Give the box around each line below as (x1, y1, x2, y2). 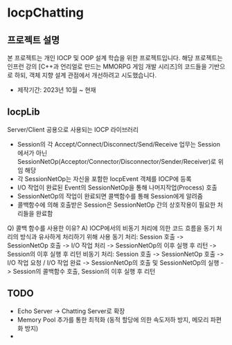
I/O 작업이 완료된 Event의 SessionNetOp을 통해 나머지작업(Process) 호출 (17, 183, 217, 192)
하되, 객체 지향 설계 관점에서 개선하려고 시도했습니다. (14, 71, 157, 79)
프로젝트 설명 (7, 34, 60, 46)
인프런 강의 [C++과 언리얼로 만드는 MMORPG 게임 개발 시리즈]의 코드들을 (7, 62, 207, 71)
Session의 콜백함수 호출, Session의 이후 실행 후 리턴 (12, 267, 156, 275)
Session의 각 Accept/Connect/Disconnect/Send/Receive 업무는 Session (17, 140, 220, 148)
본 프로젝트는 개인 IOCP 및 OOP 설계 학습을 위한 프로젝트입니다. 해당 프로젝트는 (7, 54, 223, 62)
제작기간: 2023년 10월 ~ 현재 (17, 86, 96, 94)
